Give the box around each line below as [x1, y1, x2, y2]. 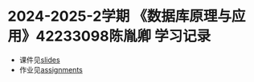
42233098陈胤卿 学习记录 [35, 27, 211, 45]
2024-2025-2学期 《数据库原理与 [7, 7, 232, 25]
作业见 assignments [18, 64, 84, 74]
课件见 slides [18, 55, 61, 64]
